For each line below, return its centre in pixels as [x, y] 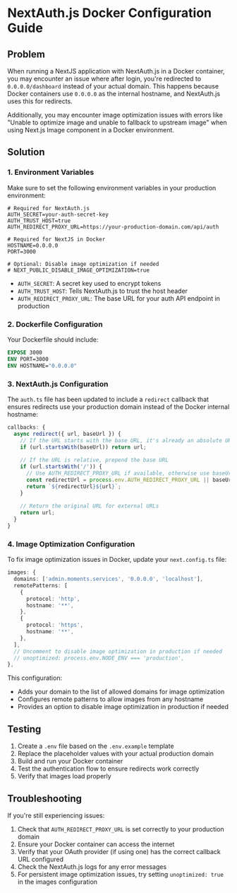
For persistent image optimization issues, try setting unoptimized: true [121, 874]
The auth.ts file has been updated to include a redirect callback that [108, 399]
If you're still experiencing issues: [56, 815]
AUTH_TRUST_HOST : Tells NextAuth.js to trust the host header [103, 291]
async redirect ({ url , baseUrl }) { [67, 434]
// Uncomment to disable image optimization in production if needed [118, 651]
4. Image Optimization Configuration [71, 544]
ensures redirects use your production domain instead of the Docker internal [119, 407]
